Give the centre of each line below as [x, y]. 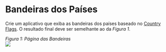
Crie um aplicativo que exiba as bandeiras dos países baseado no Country [83, 23]
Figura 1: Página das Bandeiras [38, 39]
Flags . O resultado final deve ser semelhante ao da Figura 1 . [68, 29]
